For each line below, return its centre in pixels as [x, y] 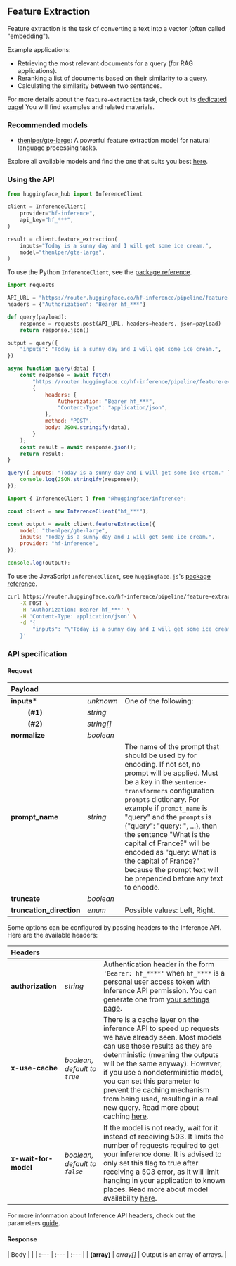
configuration [192, 791]
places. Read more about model [156, 1189]
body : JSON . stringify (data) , [87, 428]
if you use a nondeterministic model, [163, 1073]
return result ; [42, 454]
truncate [26, 899]
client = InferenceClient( [47, 207]
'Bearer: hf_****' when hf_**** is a [164, 973]
